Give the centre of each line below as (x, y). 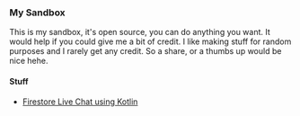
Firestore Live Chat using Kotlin (80, 102)
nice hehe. (29, 61)
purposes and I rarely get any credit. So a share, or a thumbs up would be (146, 51)
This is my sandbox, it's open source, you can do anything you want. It (140, 32)
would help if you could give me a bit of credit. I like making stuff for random (150, 41)
